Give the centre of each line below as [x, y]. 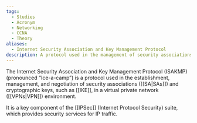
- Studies [23, 17]
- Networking [27, 28]
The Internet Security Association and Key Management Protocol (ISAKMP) [97, 71]
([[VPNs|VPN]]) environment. [41, 96]
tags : [13, 11]
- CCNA [19, 33]
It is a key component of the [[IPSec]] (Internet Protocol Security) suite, [92, 107]
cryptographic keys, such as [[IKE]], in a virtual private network [82, 90]
